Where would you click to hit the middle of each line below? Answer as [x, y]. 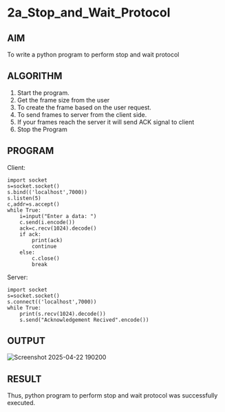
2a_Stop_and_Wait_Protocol [89, 13]
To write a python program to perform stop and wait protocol [93, 54]
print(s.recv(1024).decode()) [63, 314]
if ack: [30, 234]
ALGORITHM [35, 76]
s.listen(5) [24, 198]
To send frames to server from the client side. [82, 114]
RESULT [24, 379]
